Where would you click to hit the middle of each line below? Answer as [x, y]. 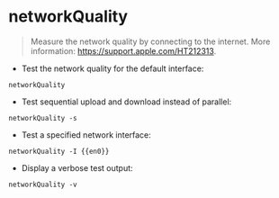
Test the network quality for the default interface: [112, 68]
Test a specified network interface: [86, 135]
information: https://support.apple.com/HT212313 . [123, 50]
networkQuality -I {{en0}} [59, 151]
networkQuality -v [43, 184]
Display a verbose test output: [77, 167]
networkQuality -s [43, 118]
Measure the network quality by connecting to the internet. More [150, 41]
